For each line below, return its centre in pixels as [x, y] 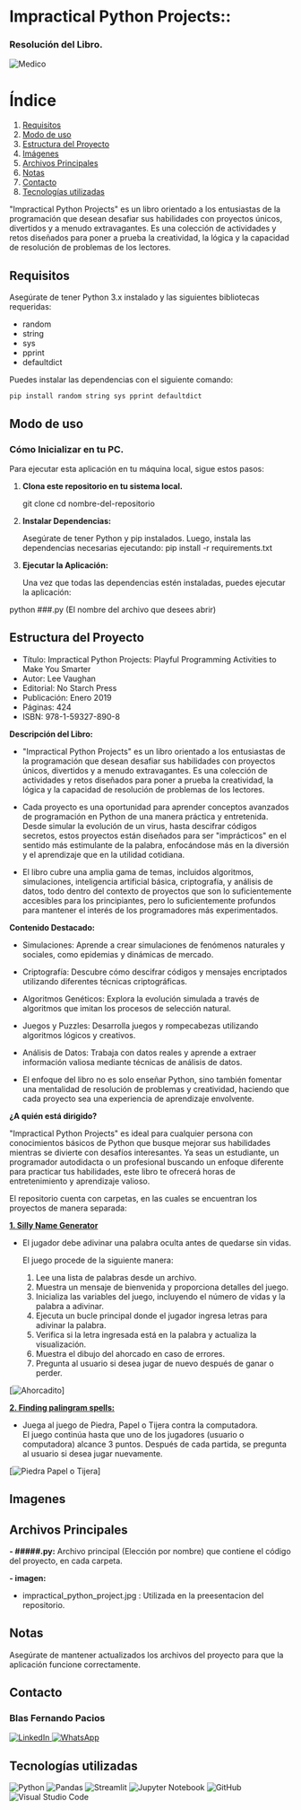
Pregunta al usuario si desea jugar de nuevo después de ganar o [155, 1363]
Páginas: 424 [47, 707]
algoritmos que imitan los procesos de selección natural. [126, 1008]
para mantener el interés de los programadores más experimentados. [150, 910]
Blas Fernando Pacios [57, 1718]
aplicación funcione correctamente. [75, 1664]
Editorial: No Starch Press [69, 687]
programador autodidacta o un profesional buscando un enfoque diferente [146, 1162]
